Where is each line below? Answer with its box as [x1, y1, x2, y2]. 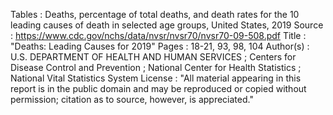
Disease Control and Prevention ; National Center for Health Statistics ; [10, 62, 302, 73]
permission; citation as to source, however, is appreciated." [10, 94, 254, 105]
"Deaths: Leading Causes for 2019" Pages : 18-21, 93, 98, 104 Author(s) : [10, 40, 310, 52]
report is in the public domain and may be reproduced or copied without [10, 83, 307, 94]
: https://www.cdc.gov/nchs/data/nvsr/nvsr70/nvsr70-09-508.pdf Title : [10, 30, 307, 41]
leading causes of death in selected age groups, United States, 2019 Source [10, 19, 324, 31]
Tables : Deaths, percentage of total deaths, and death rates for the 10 [10, 9, 300, 20]
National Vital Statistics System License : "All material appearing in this [10, 72, 302, 84]
